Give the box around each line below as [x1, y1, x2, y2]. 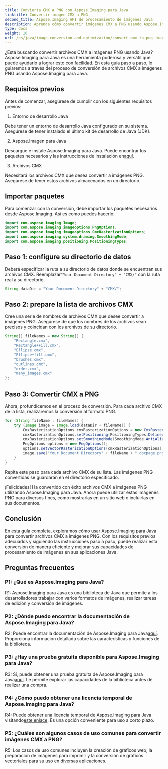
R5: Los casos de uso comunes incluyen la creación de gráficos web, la [5, 747, 152, 753]
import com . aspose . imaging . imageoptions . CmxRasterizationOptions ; [5, 230, 146, 235]
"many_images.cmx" [14, 371, 52, 376]
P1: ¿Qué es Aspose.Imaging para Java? [5, 578, 104, 585]
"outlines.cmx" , [14, 361, 48, 367]
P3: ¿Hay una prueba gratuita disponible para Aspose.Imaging [5, 654, 159, 661]
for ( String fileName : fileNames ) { [5, 418, 84, 423]
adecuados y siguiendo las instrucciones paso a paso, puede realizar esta [5, 538, 158, 544]
